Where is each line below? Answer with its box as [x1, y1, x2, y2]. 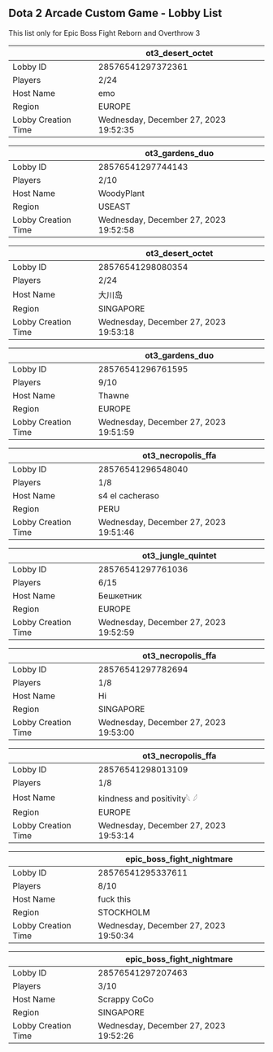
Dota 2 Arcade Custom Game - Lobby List [8, 7, 223, 20]
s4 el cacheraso [97, 489, 160, 501]
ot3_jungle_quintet [141, 550, 217, 561]
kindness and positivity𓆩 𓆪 [97, 793, 197, 804]
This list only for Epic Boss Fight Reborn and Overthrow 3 [8, 28, 201, 37]
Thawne [97, 389, 130, 401]
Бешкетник [97, 589, 142, 601]
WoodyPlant [97, 187, 145, 198]
